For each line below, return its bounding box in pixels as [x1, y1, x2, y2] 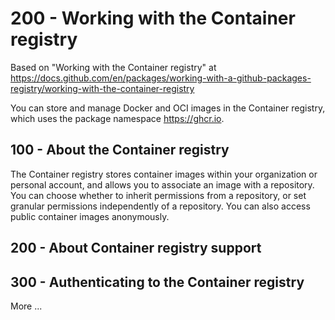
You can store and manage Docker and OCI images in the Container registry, [10, 102, 326, 114]
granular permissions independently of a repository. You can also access [10, 200, 311, 212]
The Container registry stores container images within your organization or [10, 168, 318, 180]
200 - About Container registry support [10, 240, 262, 257]
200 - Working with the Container [10, 7, 296, 30]
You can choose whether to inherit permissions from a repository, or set [10, 189, 307, 201]
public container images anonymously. [10, 210, 170, 222]
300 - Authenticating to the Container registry [10, 273, 305, 291]
